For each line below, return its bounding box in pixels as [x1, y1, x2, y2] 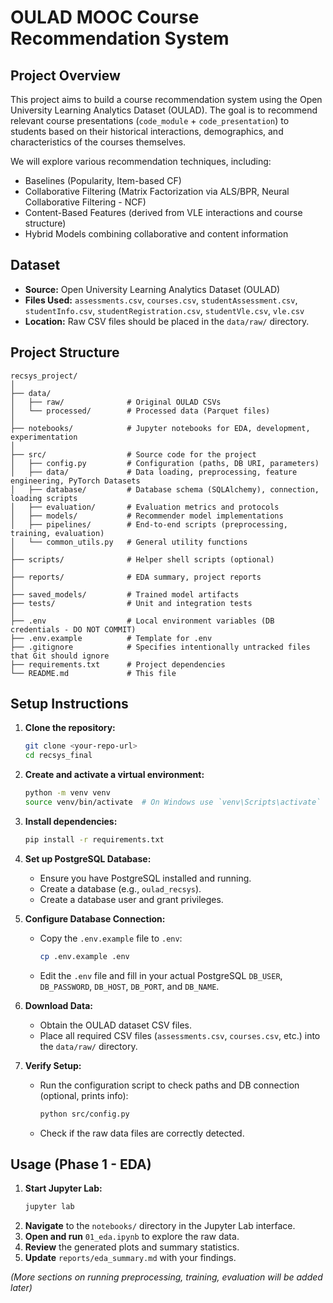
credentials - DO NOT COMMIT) [10, 624, 137, 635]
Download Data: [24, 999, 93, 1011]
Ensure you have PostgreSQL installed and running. [39, 872, 252, 884]
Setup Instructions [10, 696, 129, 713]
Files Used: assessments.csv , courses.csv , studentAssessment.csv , [24, 294, 298, 306]
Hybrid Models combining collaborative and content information [24, 228, 289, 240]
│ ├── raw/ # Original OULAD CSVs [10, 397, 222, 407]
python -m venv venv [24, 788, 111, 798]
